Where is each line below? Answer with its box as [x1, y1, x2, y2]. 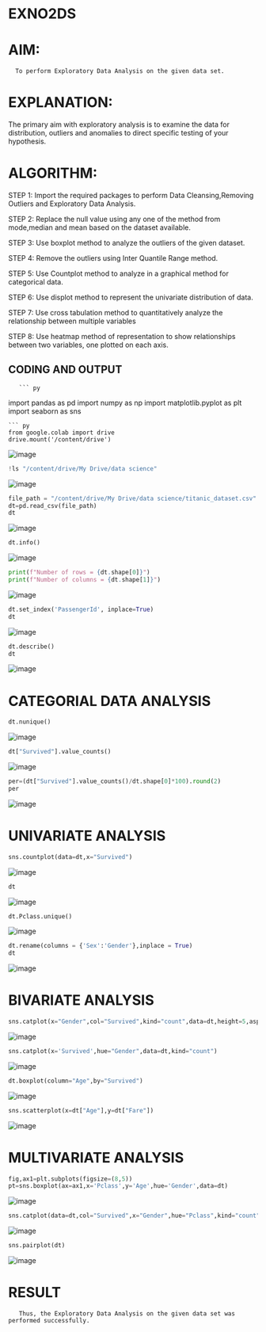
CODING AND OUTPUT [8, 363, 123, 376]
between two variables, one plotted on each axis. [8, 340, 169, 349]
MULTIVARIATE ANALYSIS [8, 1148, 184, 1166]
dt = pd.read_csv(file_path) [8, 502, 97, 510]
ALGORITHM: [8, 164, 97, 182]
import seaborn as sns [8, 406, 82, 416]
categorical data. [8, 277, 63, 286]
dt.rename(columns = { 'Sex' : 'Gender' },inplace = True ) [8, 942, 193, 950]
